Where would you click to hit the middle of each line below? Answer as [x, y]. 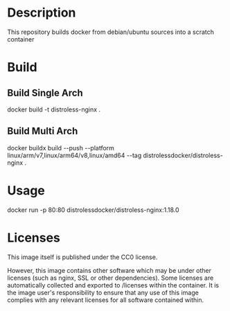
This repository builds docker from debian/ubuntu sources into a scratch [111, 32]
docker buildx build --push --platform [61, 148]
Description [42, 13]
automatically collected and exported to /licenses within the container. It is [113, 285]
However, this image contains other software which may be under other [109, 270]
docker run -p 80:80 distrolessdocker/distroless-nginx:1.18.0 [93, 210]
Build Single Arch [45, 92]
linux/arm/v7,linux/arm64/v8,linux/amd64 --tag [74, 155]
